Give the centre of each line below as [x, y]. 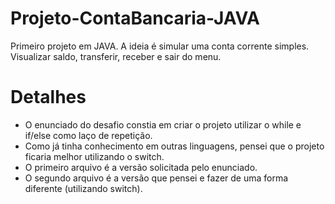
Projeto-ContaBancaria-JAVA [135, 18]
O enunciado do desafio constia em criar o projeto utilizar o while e [163, 124]
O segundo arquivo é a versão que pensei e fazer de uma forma [156, 178]
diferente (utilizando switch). [83, 188]
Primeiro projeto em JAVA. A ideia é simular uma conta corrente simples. [160, 46]
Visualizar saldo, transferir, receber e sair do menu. [116, 56]
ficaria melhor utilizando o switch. [94, 156]
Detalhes [48, 97]
